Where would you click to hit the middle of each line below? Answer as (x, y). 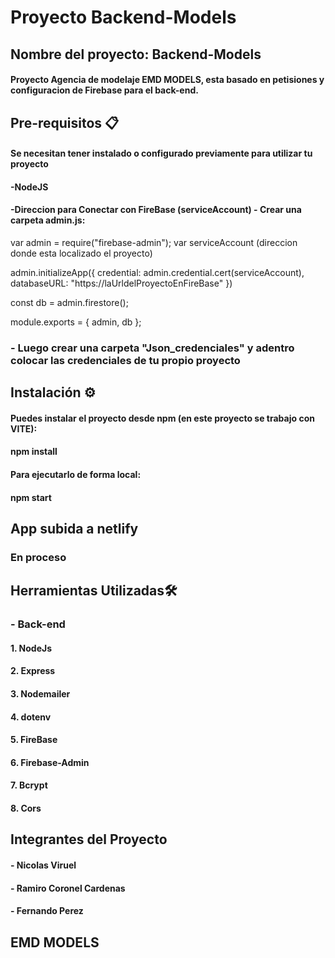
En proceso (38, 557)
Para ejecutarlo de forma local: (76, 475)
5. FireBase (34, 740)
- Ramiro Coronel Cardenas (68, 888)
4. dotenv (31, 717)
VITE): (24, 428)
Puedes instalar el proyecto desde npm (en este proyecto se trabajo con (162, 418)
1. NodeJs (31, 648)
